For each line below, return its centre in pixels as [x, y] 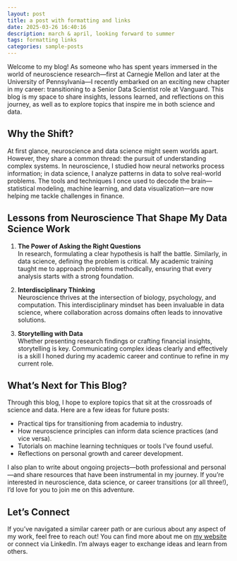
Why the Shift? [41, 134]
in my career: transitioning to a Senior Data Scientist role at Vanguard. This [116, 89]
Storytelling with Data [50, 333]
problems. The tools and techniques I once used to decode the [99, 181]
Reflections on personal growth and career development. [100, 454]
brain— [202, 181]
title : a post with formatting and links [69, 20]
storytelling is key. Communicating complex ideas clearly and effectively [122, 348]
